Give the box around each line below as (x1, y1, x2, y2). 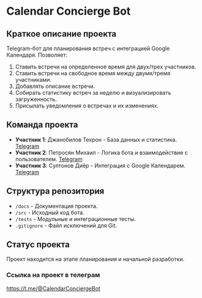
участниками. (15, 76, 52, 83)
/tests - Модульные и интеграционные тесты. (15, 215, 136, 222)
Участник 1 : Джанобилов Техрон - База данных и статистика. (15, 136, 178, 143)
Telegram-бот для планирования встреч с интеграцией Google (6, 45, 170, 52)
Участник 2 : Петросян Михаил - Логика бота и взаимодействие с (15, 148, 188, 156)
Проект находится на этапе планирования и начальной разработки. (6, 255, 185, 263)
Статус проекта (6, 239, 70, 250)
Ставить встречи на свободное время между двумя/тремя (15, 70, 171, 77)
